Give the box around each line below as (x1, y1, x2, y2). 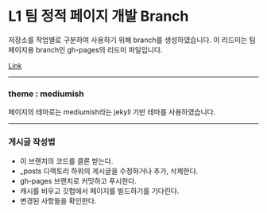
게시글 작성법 (8, 137, 56, 148)
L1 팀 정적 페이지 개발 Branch (8, 7, 189, 25)
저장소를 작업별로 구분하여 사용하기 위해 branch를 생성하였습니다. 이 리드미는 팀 (8, 35, 256, 45)
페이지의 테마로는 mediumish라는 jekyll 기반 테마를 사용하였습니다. (8, 107, 216, 117)
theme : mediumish (8, 88, 85, 99)
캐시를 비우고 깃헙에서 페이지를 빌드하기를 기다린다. (19, 186, 180, 196)
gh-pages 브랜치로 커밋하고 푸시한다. (19, 176, 137, 185)
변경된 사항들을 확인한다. (19, 196, 97, 205)
